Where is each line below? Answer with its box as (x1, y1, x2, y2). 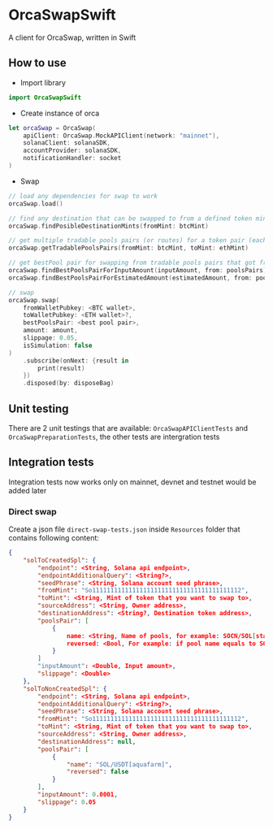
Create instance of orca (19, 108, 100, 118)
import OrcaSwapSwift (8, 93, 82, 102)
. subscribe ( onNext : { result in (23, 356, 129, 365)
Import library (19, 77, 67, 87)
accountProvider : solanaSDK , (23, 146, 122, 155)
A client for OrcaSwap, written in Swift (8, 33, 136, 42)
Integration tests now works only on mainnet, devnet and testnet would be (8, 477, 257, 487)
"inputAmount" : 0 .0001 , (37, 791, 118, 799)
